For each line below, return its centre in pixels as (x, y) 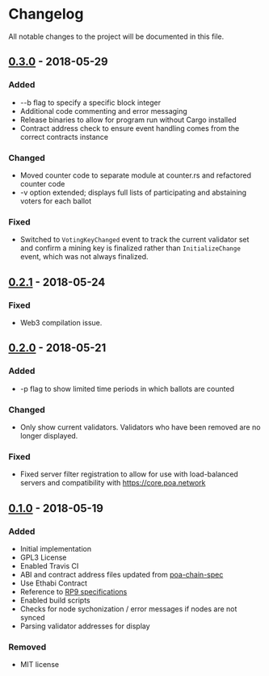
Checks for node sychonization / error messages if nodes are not (128, 609)
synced (33, 617)
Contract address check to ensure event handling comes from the (130, 128)
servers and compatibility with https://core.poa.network (113, 483)
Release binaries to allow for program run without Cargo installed (128, 120)
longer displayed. (49, 435)
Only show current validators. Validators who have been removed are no (140, 427)
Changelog (46, 14)
